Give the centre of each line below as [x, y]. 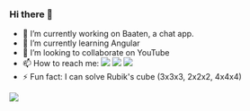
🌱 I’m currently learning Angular [81, 43]
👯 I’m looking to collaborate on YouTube [96, 53]
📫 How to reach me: [61, 64]
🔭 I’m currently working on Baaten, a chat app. [108, 34]
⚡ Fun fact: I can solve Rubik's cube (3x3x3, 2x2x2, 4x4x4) [132, 77]
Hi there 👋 [31, 14]
